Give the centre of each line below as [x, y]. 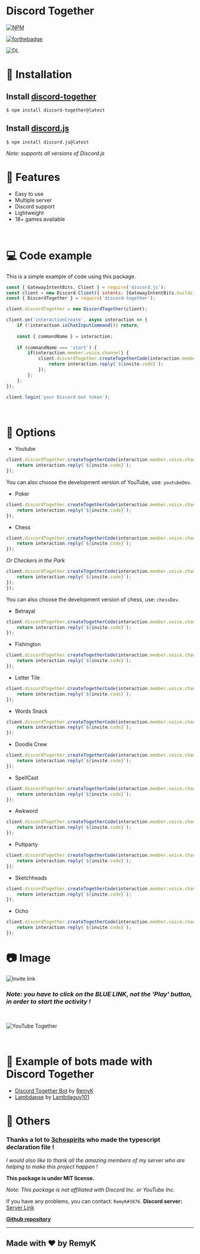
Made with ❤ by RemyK [51, 1243]
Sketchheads [31, 878]
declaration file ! [30, 1147]
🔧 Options [31, 432]
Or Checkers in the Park [36, 560]
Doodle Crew [31, 744]
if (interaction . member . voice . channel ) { [78, 353]
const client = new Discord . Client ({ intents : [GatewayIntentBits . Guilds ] [101, 293]
